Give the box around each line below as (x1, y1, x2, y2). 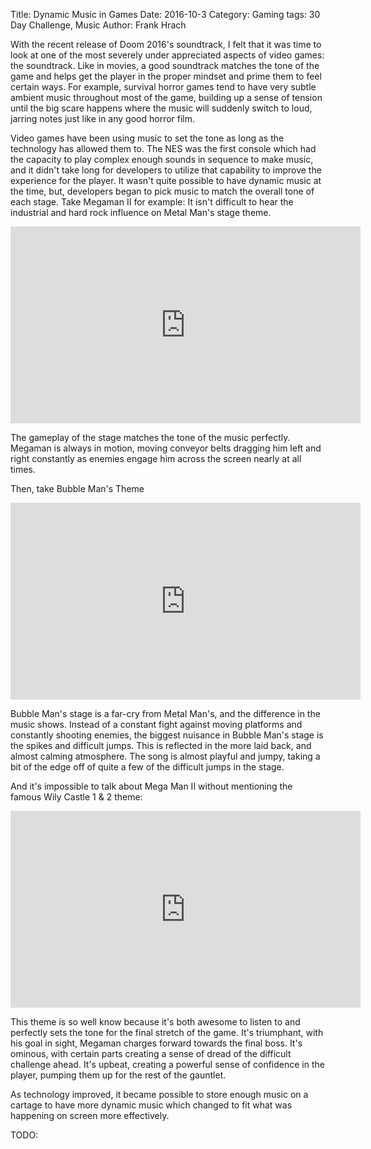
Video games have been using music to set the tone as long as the (10, 132, 285, 144)
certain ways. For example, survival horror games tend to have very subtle (10, 81, 317, 93)
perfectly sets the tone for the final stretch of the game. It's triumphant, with (10, 1027, 324, 1038)
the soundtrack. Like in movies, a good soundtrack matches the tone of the (10, 60, 320, 71)
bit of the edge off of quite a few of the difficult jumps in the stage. (10, 761, 285, 773)
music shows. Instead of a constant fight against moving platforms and (10, 719, 303, 730)
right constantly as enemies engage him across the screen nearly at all (10, 453, 302, 464)
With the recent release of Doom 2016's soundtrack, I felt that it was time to (10, 39, 322, 50)
